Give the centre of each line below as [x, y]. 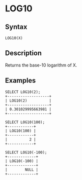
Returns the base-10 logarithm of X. [41, 65]
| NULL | [22, 170]
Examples [20, 81]
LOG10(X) [14, 38]
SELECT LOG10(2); [23, 92]
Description [23, 53]
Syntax [16, 27]
